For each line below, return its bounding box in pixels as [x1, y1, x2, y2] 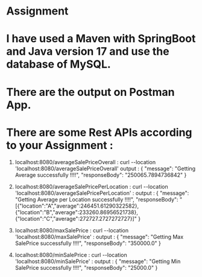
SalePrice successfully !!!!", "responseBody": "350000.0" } [14, 240, 162, 247]
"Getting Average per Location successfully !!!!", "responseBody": [14, 196, 179, 203]
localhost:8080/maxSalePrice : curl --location [14, 226, 129, 234]
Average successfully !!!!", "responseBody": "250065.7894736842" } [14, 171, 187, 179]
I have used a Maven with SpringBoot [6, 32, 196, 46]
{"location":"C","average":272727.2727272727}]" [14, 215, 137, 222]
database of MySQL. [6, 57, 112, 71]
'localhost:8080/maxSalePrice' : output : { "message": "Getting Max [14, 233, 184, 240]
